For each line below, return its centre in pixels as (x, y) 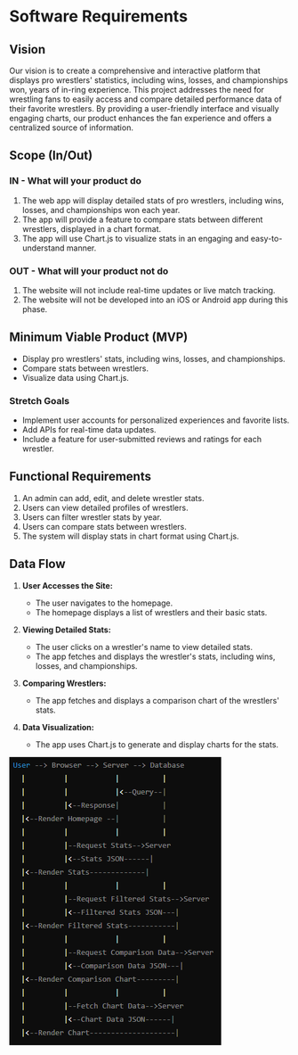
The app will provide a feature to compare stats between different (142, 219)
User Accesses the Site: (67, 585)
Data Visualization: (58, 727)
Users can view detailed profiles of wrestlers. (105, 507)
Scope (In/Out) (51, 156)
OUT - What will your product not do (89, 271)
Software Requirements (99, 16)
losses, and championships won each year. (101, 210)
